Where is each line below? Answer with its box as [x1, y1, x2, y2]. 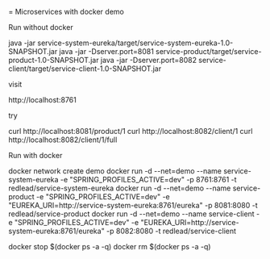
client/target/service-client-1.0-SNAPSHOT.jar [8, 64, 162, 73]
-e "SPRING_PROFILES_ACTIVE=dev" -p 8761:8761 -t [60, 175, 237, 184]
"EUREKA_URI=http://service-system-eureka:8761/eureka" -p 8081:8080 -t [8, 201, 258, 210]
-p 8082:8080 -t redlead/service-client [106, 226, 236, 236]
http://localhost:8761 [8, 95, 77, 104]
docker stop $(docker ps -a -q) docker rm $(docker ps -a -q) [8, 242, 211, 251]
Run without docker [8, 23, 74, 31]
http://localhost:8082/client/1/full [8, 135, 118, 144]
